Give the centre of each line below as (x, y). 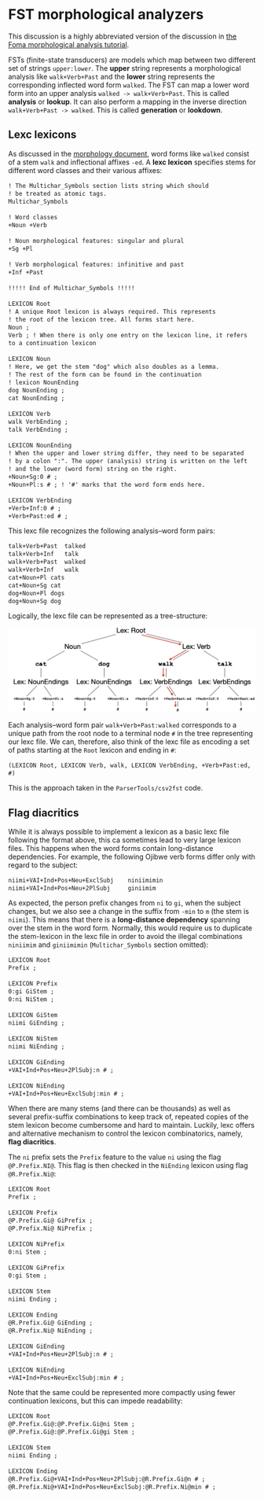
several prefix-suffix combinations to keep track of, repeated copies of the (128, 1117)
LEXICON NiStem (33, 1039)
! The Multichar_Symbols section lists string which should (109, 186)
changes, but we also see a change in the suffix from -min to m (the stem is (129, 912)
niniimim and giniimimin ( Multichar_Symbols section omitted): (108, 945)
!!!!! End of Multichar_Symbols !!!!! (71, 288)
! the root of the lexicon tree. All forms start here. (101, 319)
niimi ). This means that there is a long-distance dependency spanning (124, 920)
